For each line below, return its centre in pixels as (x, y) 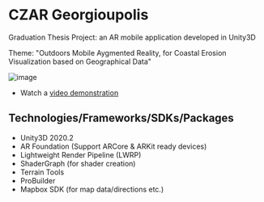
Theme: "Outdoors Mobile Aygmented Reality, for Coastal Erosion (117, 53)
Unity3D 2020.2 (47, 137)
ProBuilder (38, 180)
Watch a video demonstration (69, 93)
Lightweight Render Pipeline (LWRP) (81, 154)
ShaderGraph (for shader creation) (78, 163)
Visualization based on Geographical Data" (80, 61)
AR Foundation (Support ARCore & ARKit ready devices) (113, 146)
